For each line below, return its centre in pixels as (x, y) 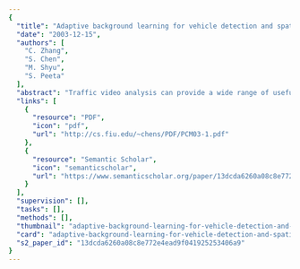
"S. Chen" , (45, 59)
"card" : (31, 234)
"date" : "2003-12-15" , (59, 34)
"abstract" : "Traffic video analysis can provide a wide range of (143, 92)
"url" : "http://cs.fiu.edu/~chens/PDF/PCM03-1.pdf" (130, 134)
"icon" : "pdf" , (60, 126)
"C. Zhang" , (47, 51)
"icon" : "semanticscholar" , (85, 168)
